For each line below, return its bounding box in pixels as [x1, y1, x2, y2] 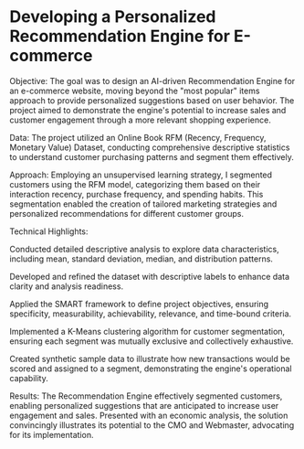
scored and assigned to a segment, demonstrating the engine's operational [9, 363, 292, 374]
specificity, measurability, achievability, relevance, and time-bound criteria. [9, 308, 292, 319]
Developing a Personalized [9, 6, 216, 27]
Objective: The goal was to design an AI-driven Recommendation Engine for [9, 75, 296, 86]
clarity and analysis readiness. [9, 281, 124, 292]
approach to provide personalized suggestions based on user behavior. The [9, 94, 295, 106]
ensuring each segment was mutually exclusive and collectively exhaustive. [9, 336, 294, 347]
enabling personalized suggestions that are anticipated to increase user [9, 400, 279, 411]
